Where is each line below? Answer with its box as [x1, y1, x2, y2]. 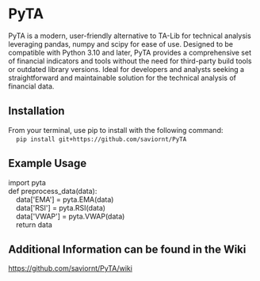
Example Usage [8, 157, 87, 170]
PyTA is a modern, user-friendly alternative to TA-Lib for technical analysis [8, 31, 251, 40]
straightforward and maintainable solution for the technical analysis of [8, 73, 236, 82]
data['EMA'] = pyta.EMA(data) [15, 195, 114, 204]
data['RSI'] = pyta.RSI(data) [15, 203, 105, 212]
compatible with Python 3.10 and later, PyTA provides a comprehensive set [8, 47, 252, 57]
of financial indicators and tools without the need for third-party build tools [8, 56, 252, 66]
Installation [8, 104, 65, 118]
